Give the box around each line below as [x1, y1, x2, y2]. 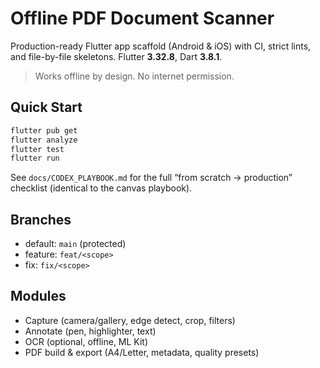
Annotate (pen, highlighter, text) [24, 325, 157, 337]
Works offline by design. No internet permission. [34, 70, 235, 82]
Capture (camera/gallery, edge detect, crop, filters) [24, 314, 236, 326]
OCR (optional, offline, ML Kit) [24, 335, 149, 347]
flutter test [10, 144, 65, 154]
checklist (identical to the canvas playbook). [10, 182, 193, 194]
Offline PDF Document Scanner [10, 7, 275, 30]
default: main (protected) [24, 238, 127, 250]
